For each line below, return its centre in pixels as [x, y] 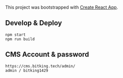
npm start [16, 35]
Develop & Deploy [34, 23]
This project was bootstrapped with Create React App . [62, 7]
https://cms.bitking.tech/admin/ [40, 66]
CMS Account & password [47, 55]
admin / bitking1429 [27, 70]
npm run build [20, 39]
